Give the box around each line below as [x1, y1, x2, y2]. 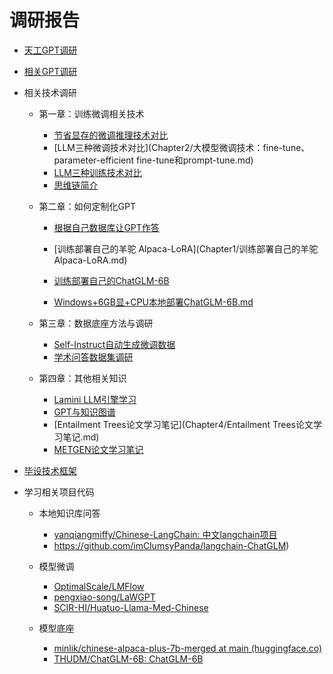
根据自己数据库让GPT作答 [53, 221, 160, 233]
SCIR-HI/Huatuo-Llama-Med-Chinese [53, 601, 209, 613]
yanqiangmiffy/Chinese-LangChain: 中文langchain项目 [53, 528, 278, 540]
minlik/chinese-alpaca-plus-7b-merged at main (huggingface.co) [53, 642, 323, 654]
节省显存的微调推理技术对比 [53, 129, 169, 141]
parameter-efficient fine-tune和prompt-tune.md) [53, 154, 254, 166]
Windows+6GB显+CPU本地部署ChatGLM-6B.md [53, 296, 254, 308]
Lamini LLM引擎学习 [53, 393, 137, 405]
